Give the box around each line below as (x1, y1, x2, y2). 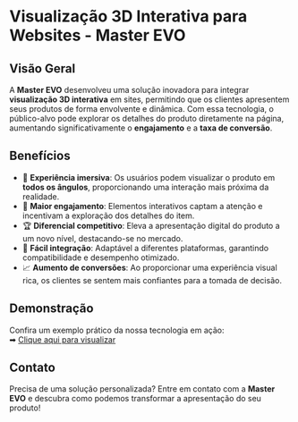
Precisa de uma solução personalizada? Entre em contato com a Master (9, 384, 276, 394)
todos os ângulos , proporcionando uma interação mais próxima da (21, 181, 269, 192)
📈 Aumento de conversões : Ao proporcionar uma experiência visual (21, 262, 277, 273)
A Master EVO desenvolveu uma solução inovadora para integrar (9, 85, 250, 95)
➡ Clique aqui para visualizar (9, 333, 116, 345)
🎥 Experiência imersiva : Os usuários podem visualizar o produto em (21, 172, 276, 182)
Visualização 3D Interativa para (9, 6, 248, 27)
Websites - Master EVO (9, 25, 186, 46)
